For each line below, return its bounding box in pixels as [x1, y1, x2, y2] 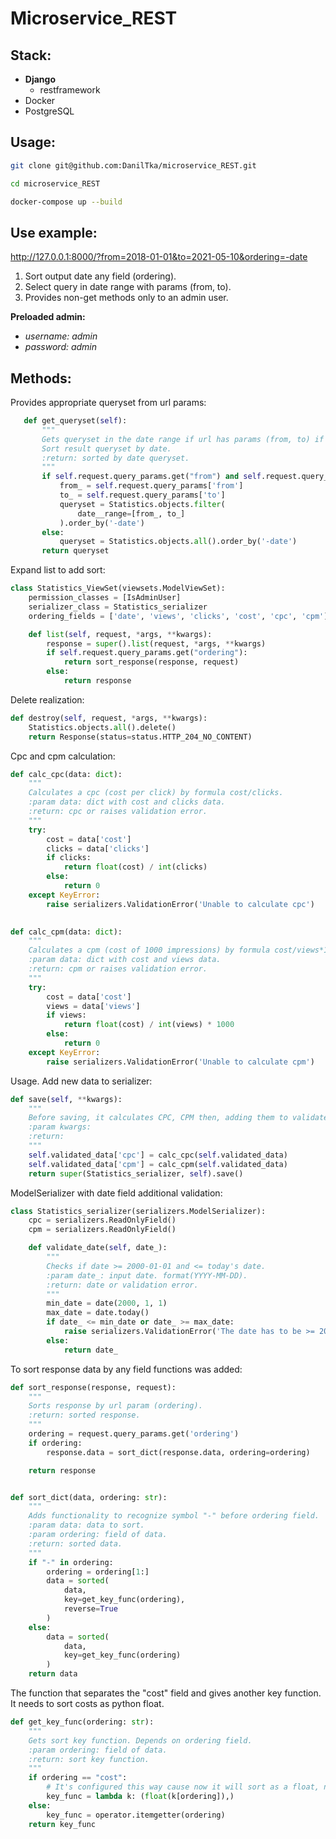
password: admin [24, 341, 98, 353]
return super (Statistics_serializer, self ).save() [28, 1168, 244, 1179]
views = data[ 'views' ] [46, 1001, 141, 1011]
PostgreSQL [24, 105, 75, 117]
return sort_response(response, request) [63, 657, 240, 667]
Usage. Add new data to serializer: [10, 1075, 153, 1087]
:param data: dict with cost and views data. [28, 955, 222, 965]
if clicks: [46, 853, 92, 863]
